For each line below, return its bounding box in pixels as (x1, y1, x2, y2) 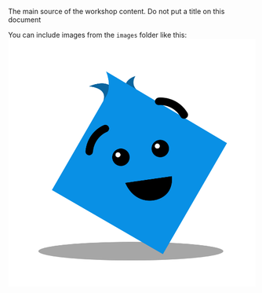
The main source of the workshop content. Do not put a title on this (8, 7, 225, 16)
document (8, 15, 42, 24)
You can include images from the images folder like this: (8, 31, 187, 39)
